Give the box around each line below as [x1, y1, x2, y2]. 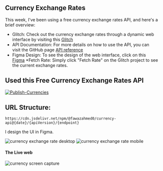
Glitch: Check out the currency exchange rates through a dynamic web [12, 31, 154, 37]
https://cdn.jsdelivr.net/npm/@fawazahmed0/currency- [5, 116, 117, 121]
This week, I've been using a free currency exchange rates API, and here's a [5, 17, 158, 22]
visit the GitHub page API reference [12, 47, 84, 52]
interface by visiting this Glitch [12, 36, 73, 42]
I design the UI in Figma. [5, 129, 54, 135]
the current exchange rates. [12, 62, 68, 68]
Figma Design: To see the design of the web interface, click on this [12, 52, 146, 58]
